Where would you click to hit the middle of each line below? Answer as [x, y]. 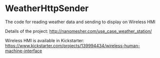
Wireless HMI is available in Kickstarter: [44, 40]
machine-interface [24, 51]
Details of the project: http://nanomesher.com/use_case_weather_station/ [79, 31]
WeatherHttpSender [47, 8]
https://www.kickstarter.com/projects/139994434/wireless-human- [72, 45]
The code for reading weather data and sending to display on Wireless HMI [80, 22]
